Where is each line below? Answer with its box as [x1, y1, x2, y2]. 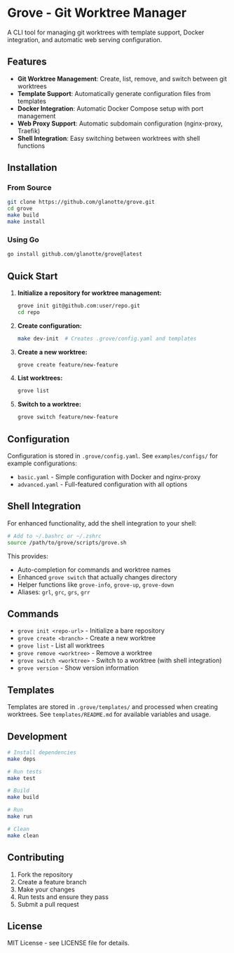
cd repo [17, 308, 40, 316]
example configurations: [7, 459, 77, 467]
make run [7, 813, 33, 821]
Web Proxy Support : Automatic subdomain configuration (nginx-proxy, [17, 119, 223, 128]
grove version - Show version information [17, 664, 139, 672]
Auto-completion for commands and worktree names [17, 565, 171, 574]
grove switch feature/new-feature [17, 413, 118, 421]
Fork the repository [17, 870, 74, 879]
